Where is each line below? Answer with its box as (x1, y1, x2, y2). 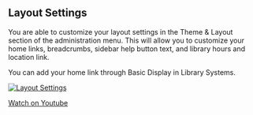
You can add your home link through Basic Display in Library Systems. (8, 67, 236, 77)
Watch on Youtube (8, 98, 69, 107)
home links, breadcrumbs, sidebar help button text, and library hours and (8, 43, 246, 54)
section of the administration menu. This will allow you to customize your (8, 35, 245, 45)
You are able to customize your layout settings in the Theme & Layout (8, 27, 233, 36)
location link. (8, 52, 50, 61)
